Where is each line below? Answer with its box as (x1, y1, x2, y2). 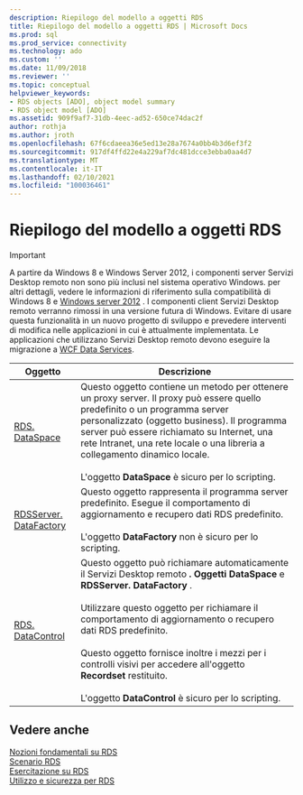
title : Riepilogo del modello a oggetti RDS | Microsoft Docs (9, 22, 248, 31)
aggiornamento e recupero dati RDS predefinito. (80, 508, 284, 521)
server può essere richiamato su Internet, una (80, 426, 273, 439)
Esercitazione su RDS (9, 765, 89, 776)
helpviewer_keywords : (9, 88, 91, 97)
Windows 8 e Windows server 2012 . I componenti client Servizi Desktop (9, 296, 280, 307)
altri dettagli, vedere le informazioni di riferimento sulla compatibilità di (9, 286, 271, 298)
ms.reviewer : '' (9, 72, 70, 81)
